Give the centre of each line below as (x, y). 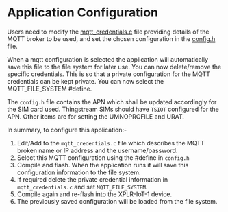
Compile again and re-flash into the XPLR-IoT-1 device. (94, 194)
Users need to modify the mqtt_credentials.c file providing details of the (108, 32)
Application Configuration (83, 13)
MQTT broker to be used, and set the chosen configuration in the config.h (111, 38)
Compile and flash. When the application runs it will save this (103, 165)
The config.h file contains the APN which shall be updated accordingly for (112, 102)
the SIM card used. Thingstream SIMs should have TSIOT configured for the (113, 109)
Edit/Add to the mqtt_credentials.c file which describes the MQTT (111, 143)
